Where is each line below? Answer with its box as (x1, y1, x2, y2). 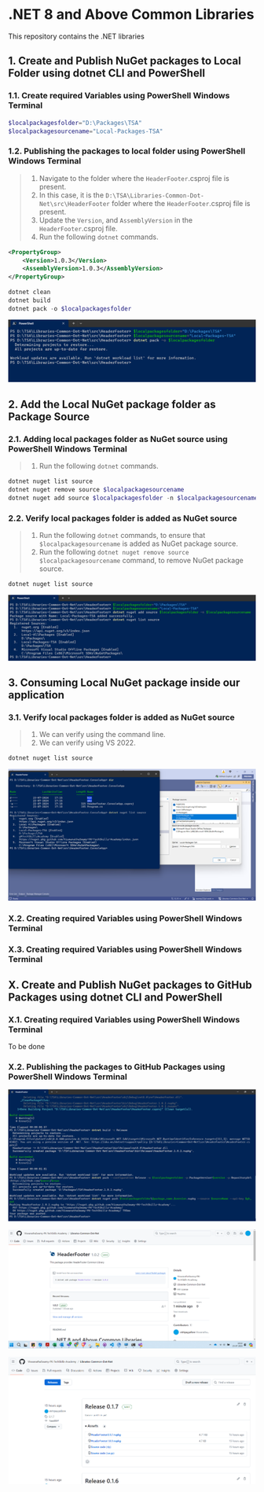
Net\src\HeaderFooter (38, 200, 110, 208)
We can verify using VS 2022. (38, 738, 136, 748)
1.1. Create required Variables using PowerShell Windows (8, 90, 230, 101)
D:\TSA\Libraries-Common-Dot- (105, 191, 204, 200)
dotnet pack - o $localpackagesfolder (8, 304, 132, 312)
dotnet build (8, 297, 51, 304)
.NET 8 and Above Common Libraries (8, 6, 255, 24)
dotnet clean (8, 289, 51, 297)
